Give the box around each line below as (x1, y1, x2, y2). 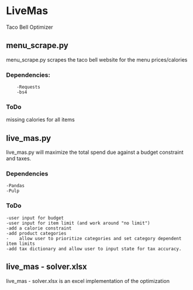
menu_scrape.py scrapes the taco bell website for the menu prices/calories (6, 56, 188, 63)
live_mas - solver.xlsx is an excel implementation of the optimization (6, 277, 170, 284)
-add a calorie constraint (6, 225, 72, 231)
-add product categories (6, 230, 67, 236)
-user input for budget (6, 215, 64, 221)
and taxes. (6, 155, 32, 162)
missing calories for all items (6, 116, 75, 123)
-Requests (16, 84, 41, 90)
